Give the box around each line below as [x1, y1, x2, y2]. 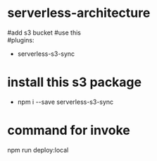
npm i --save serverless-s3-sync [17, 97, 114, 106]
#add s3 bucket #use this [7, 28, 81, 37]
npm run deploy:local [7, 145, 69, 154]
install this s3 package [7, 74, 142, 90]
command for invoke [7, 122, 130, 138]
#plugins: [7, 35, 34, 44]
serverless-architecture [7, 5, 151, 21]
